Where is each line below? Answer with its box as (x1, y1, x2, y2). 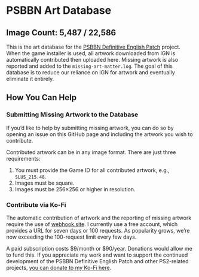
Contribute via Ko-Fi (6, 200, 66, 209)
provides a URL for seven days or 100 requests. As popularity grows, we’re (6, 227, 190, 234)
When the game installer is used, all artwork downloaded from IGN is (6, 50, 176, 57)
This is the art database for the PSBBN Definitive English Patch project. (6, 43, 181, 50)
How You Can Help (6, 92, 76, 103)
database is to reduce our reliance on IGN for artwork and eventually (6, 69, 175, 76)
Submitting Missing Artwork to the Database (6, 110, 139, 119)
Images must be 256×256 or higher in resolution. (14, 185, 136, 192)
